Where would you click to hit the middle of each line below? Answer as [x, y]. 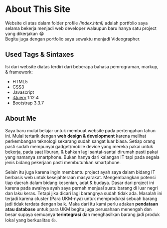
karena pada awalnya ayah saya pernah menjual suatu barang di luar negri [82, 188]
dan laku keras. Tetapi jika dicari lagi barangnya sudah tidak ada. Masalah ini [84, 193]
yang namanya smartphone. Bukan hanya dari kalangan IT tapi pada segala [82, 157]
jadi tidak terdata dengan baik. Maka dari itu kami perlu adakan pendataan [82, 204]
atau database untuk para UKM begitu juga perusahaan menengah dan [79, 209]
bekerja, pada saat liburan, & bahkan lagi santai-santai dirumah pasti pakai [82, 152]
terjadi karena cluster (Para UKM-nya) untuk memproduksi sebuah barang [81, 199]
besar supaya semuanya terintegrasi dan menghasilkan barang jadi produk [83, 214]
